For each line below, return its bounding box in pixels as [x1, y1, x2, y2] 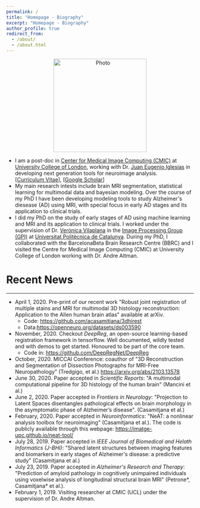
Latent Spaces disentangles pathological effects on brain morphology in [14, 399, 192, 407]
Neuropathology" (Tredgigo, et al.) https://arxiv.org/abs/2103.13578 [14, 368, 180, 375]
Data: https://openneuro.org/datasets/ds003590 [23, 324, 141, 331]
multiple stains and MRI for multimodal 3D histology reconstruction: [14, 304, 180, 312]
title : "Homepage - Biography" [6, 14, 84, 20]
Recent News [6, 273, 73, 287]
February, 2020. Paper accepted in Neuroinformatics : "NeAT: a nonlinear [14, 412, 193, 420]
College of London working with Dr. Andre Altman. [14, 252, 139, 259]
